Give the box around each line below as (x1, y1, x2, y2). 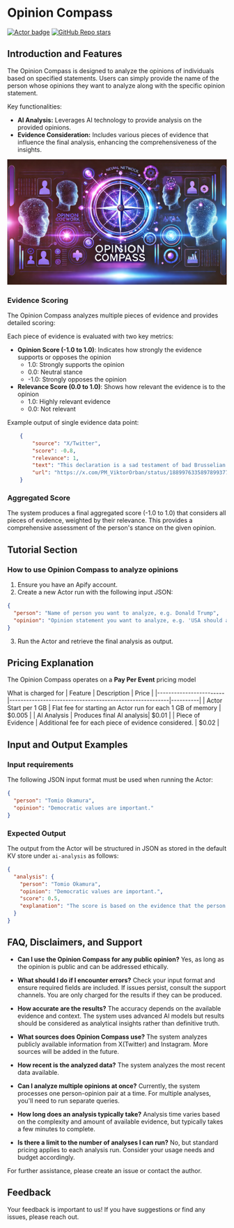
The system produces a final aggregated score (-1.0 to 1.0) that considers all (7, 509, 226, 517)
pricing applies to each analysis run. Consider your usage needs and (17, 1145, 214, 1154)
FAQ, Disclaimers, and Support (7, 936, 143, 948)
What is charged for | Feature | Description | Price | (7, 689, 154, 698)
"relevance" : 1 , (32, 455, 79, 462)
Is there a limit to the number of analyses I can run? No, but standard (17, 1138, 219, 1147)
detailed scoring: (7, 318, 56, 326)
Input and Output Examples (7, 739, 128, 750)
